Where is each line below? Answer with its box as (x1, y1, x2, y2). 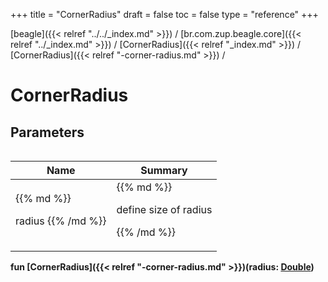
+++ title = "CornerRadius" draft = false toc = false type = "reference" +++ (10, 9, 319, 20)
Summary (140, 164, 188, 177)
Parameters (10, 124, 85, 141)
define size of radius (116, 203, 213, 216)
